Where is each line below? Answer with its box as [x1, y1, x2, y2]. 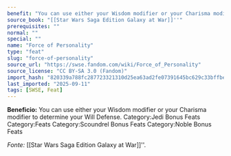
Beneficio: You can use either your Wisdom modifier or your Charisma [7, 106, 207, 114]
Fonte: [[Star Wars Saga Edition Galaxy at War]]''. [7, 141, 146, 149]
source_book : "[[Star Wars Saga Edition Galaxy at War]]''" [7, 16, 184, 23]
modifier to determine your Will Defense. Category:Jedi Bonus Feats [7, 113, 201, 121]
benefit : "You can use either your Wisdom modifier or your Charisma [7, 10, 211, 17]
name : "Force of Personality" [7, 42, 94, 49]
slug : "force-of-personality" [7, 55, 94, 62]
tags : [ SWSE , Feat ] [7, 87, 63, 93]
